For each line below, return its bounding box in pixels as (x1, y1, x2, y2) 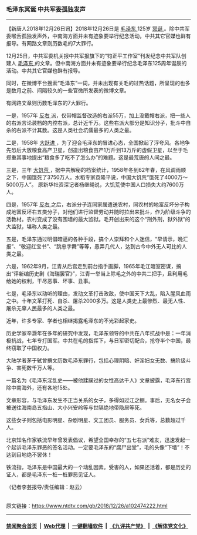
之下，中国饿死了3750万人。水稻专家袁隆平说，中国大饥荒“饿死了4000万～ (6, 174, 188, 181)
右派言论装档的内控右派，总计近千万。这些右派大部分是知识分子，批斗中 (11, 119, 186, 127)
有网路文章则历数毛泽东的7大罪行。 (6, 99, 91, 107)
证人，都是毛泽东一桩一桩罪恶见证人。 (6, 471, 98, 478)
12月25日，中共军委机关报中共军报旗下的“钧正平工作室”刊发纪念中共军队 (6, 52, 182, 59)
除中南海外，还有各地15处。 (6, 384, 73, 391)
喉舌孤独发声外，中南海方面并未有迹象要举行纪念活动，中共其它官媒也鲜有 (11, 32, 191, 39)
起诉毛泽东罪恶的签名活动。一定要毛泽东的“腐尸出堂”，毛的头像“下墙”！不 (11, 444, 190, 451)
